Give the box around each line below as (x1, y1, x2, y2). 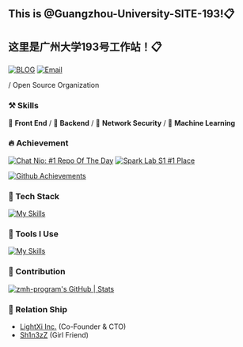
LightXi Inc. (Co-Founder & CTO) (19, 322, 127, 331)
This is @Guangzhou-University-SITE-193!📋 (8, 7, 235, 21)
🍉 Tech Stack (8, 190, 60, 202)
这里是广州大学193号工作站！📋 (8, 40, 162, 54)
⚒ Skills (8, 100, 40, 111)
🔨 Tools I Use (8, 228, 59, 240)
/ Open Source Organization (8, 81, 100, 90)
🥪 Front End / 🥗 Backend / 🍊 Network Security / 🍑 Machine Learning (8, 118, 236, 127)
